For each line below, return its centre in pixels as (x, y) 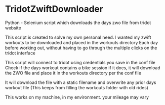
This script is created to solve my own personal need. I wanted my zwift (78, 37)
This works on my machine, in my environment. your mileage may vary (77, 97)
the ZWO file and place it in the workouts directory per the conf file (73, 73)
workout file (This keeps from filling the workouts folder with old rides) (77, 87)
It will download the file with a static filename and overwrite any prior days (81, 82)
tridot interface (20, 53)
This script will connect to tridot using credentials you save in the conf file (80, 62)
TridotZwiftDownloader (54, 9)
